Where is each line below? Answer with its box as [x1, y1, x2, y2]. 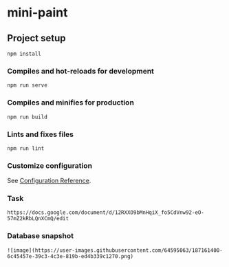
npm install [7, 50, 41, 57]
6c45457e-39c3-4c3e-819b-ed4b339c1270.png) [7, 253, 134, 259]
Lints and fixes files [7, 129, 74, 139]
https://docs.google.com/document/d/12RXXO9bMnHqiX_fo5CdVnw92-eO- [7, 209, 205, 216]
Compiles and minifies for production [7, 98, 134, 107]
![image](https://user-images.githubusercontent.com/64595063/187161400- [7, 246, 223, 254]
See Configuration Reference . [7, 177, 91, 185]
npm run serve [7, 82, 48, 89]
